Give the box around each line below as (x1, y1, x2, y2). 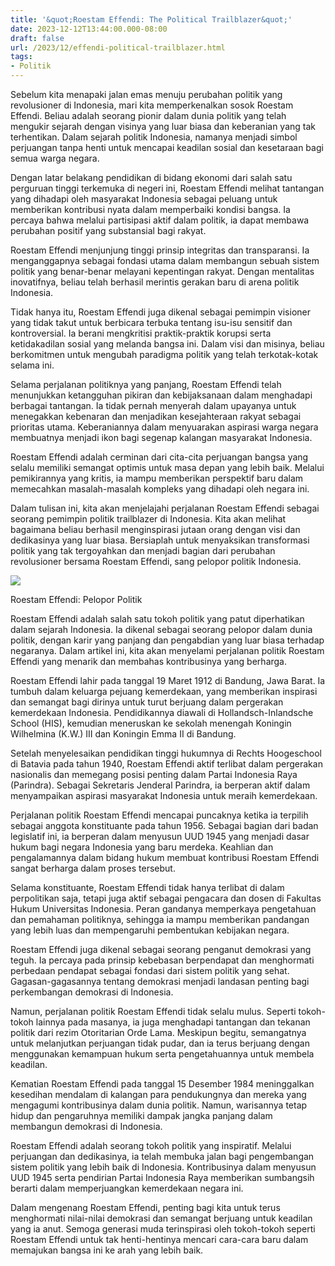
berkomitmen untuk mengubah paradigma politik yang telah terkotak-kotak (10, 349, 319, 360)
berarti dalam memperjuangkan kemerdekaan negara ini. (10, 1182, 244, 1194)
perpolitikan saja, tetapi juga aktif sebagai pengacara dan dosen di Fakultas (10, 892, 322, 904)
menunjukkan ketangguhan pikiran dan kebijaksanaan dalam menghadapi (10, 389, 313, 401)
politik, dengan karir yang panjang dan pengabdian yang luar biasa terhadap (10, 634, 325, 646)
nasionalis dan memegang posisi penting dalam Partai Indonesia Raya (10, 769, 298, 780)
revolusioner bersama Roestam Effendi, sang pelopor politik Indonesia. (10, 556, 302, 567)
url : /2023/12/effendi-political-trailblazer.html (10, 42, 226, 53)
